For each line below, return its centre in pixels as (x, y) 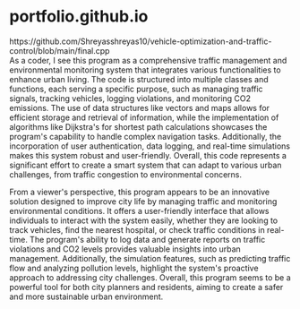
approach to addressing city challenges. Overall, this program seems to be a (150, 277)
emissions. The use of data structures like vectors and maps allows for (140, 107)
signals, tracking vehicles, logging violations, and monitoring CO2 (130, 98)
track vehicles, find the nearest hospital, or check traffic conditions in (137, 229)
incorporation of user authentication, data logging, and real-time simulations (150, 146)
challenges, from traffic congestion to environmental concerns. (126, 174)
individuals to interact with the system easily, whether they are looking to (144, 220)
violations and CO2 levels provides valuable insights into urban (125, 249)
